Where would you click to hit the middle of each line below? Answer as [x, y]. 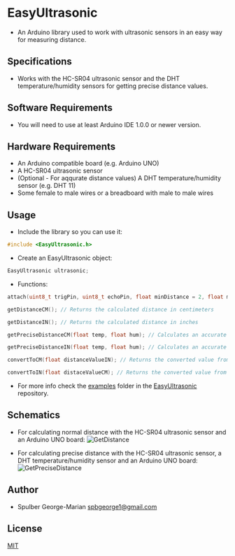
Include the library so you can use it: [70, 232]
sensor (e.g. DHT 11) [47, 186]
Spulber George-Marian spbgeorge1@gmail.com [87, 506]
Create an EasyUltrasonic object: [65, 258]
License [25, 529]
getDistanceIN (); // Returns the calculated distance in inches [103, 322]
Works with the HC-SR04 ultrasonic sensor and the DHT [99, 78]
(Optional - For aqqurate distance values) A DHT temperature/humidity [119, 178]
